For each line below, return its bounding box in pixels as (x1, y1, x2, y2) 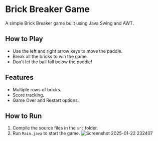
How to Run (5, 111, 42, 120)
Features (5, 73, 34, 82)
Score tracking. (12, 92, 44, 98)
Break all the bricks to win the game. (12, 53, 88, 59)
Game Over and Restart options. (12, 97, 79, 103)
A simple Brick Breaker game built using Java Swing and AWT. (5, 20, 134, 26)
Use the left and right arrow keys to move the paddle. (12, 48, 123, 54)
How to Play (5, 35, 44, 43)
